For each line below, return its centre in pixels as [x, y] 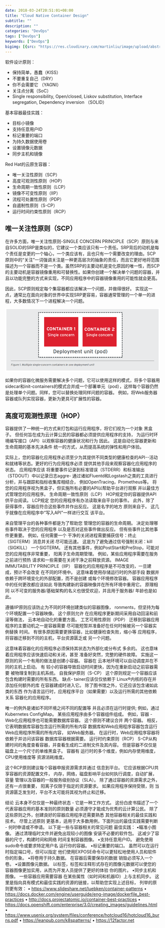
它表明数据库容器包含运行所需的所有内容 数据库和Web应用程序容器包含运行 [81, 726]
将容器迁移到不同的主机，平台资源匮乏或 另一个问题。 [59, 638]
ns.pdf [12, 920]
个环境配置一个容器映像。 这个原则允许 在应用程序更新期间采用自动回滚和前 [82, 613]
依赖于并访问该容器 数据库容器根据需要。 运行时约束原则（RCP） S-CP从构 [81, 739]
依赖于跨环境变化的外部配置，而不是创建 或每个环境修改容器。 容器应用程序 [82, 579]
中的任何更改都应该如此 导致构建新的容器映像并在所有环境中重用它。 [74, 584]
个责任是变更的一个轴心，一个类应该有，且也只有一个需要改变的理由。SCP [81, 254]
